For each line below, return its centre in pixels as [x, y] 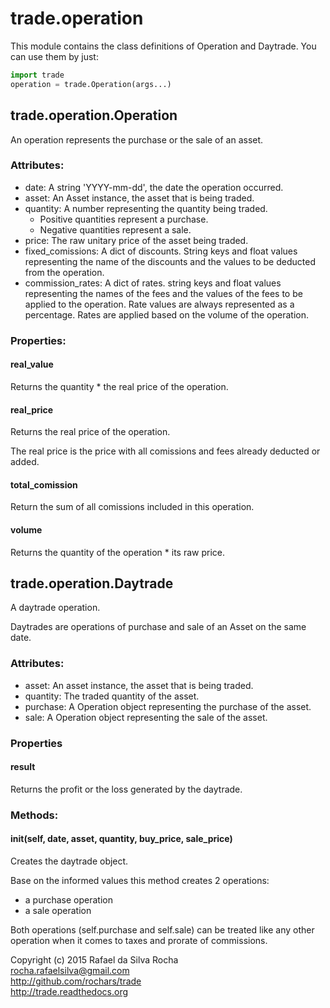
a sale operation [58, 910]
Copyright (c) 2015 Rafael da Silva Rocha [94, 959]
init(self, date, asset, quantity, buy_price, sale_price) [121, 839]
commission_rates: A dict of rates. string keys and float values [153, 283]
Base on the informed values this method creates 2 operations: [140, 880]
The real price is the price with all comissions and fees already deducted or [165, 451]
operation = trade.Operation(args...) [91, 84]
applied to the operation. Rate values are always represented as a [159, 304]
